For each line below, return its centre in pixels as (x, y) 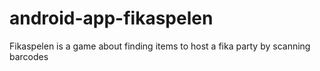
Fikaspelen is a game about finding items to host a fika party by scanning (160, 46)
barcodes (29, 56)
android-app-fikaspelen (111, 18)
